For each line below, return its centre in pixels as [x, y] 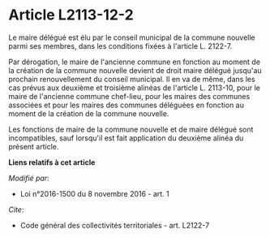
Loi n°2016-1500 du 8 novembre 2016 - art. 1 [95, 193]
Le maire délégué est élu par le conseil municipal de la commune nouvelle [132, 37]
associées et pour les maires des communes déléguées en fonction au [126, 105]
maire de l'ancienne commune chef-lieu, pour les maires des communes [129, 96]
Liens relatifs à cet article [52, 162]
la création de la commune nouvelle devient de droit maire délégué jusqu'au [135, 70]
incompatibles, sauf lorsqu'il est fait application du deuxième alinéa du [126, 138]
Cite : [16, 210]
